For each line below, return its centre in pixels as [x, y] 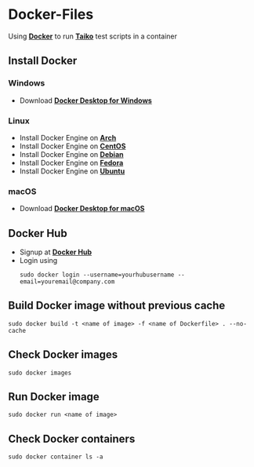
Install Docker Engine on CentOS [73, 146]
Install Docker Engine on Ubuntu [72, 171]
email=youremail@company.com [67, 282]
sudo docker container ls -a [56, 457]
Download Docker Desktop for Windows [86, 100]
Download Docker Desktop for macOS [82, 209]
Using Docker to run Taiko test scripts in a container [93, 36]
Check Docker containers [72, 438]
